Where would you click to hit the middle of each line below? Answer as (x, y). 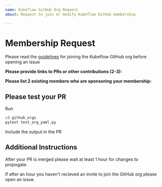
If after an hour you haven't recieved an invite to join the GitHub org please (81, 174)
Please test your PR (36, 97)
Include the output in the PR (33, 132)
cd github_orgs (21, 118)
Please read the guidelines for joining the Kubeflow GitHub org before (76, 57)
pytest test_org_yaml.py (31, 122)
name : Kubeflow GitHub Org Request (42, 10)
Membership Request (50, 43)
